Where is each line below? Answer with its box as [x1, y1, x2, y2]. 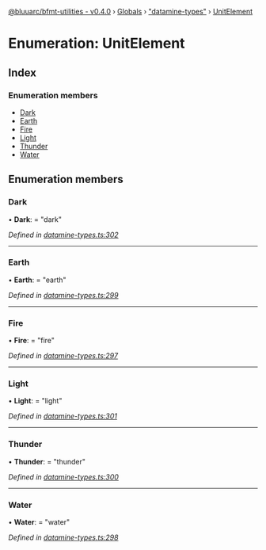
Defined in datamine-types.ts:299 [8, 290, 119, 300]
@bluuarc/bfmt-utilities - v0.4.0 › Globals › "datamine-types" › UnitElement [8, 7, 253, 16]
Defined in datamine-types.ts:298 [8, 533, 119, 542]
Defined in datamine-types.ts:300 [8, 472, 119, 482]
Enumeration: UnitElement [8, 35, 185, 52]
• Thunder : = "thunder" [8, 456, 85, 466]
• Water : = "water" [8, 518, 70, 527]
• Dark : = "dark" [8, 214, 62, 224]
